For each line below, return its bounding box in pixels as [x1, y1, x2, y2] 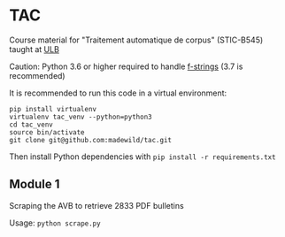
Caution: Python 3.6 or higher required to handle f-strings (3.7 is [9, 61, 243, 72]
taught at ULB [9, 43, 60, 54]
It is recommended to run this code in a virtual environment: [9, 88, 227, 98]
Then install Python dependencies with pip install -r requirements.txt [9, 151, 276, 162]
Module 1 [9, 177, 60, 192]
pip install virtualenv [9, 104, 97, 113]
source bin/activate [9, 127, 86, 137]
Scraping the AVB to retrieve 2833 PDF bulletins [9, 200, 184, 210]
